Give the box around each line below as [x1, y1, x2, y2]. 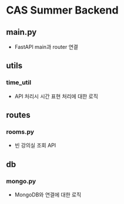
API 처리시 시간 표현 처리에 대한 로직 [14, 93, 99, 100]
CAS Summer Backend [6, 4, 119, 17]
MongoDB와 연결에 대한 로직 [14, 191, 82, 198]
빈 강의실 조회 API [14, 142, 56, 149]
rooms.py [6, 128, 34, 136]
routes [6, 110, 31, 120]
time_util [6, 78, 31, 87]
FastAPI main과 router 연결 [14, 44, 78, 50]
